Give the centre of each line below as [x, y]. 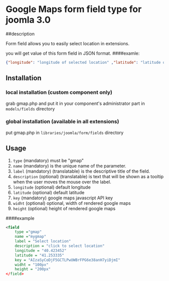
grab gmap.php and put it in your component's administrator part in [75, 103]
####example [20, 218]
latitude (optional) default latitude [49, 192]
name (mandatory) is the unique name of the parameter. [70, 166]
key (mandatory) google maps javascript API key [63, 198]
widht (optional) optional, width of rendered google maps [72, 203]
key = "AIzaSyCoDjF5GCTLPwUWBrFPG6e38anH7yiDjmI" [68, 260]
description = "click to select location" [60, 246]
